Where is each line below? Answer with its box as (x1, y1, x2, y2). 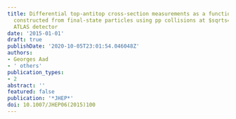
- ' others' (7, 62, 42, 69)
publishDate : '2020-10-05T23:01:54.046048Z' (7, 43, 140, 50)
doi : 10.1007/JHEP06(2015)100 (7, 101, 96, 108)
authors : (7, 50, 33, 57)
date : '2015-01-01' (7, 29, 65, 37)
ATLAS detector (13, 23, 58, 30)
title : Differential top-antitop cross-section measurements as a (7, 10, 206, 17)
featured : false (7, 88, 55, 95)
